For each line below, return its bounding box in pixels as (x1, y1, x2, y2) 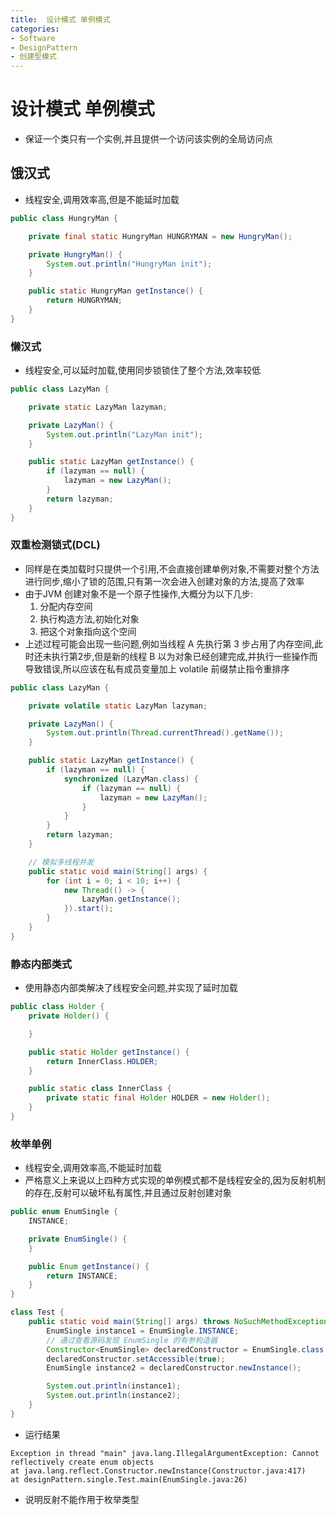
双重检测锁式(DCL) (10, 538, 101, 552)
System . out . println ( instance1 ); (46, 1381, 182, 1391)
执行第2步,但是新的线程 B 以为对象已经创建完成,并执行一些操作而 (51, 650, 318, 662)
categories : (10, 24, 60, 34)
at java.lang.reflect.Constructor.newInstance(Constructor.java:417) (10, 1466, 307, 1476)
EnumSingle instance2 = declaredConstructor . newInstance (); (46, 1363, 302, 1373)
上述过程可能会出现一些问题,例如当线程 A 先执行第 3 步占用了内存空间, (24, 637, 315, 650)
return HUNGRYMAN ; (46, 296, 123, 306)
